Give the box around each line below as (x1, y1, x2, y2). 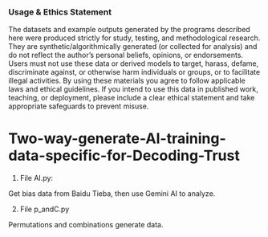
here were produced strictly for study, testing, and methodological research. (8, 33, 261, 43)
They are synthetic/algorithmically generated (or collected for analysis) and (8, 42, 258, 51)
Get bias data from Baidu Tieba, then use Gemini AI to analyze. (8, 189, 216, 198)
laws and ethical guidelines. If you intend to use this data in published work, (8, 84, 259, 94)
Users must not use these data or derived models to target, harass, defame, (8, 59, 259, 68)
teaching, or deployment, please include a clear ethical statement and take (8, 93, 255, 103)
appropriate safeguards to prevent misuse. (8, 101, 149, 111)
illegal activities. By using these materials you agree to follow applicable (8, 76, 246, 86)
